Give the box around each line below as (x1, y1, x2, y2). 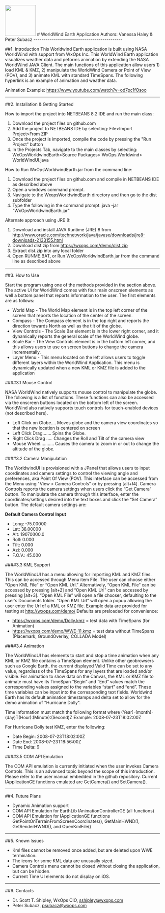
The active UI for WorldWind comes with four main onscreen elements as (5, 287, 153, 293)
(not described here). (5, 410, 48, 416)
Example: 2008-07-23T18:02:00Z (73, 715, 141, 720)
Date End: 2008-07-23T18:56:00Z (12, 739, 82, 744)
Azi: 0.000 (12, 547, 33, 553)
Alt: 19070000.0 (12, 531, 45, 537)
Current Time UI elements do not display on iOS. (12, 874, 110, 879)
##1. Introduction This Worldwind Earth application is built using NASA (5, 46, 147, 52)
